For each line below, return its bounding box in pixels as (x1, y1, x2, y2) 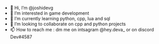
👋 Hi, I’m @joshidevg (10, 5, 54, 11)
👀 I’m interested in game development (10, 10, 90, 16)
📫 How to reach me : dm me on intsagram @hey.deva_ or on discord (10, 27, 154, 32)
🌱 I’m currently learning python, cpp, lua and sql (10, 16, 110, 21)
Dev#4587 (10, 34, 32, 40)
